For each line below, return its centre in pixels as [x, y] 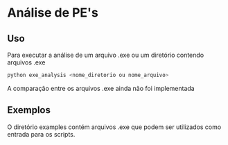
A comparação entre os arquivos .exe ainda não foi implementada [101, 88]
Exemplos [29, 110]
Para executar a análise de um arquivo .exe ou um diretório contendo [106, 55]
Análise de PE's [53, 13]
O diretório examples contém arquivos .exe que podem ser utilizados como [114, 127]
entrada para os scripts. [41, 134]
